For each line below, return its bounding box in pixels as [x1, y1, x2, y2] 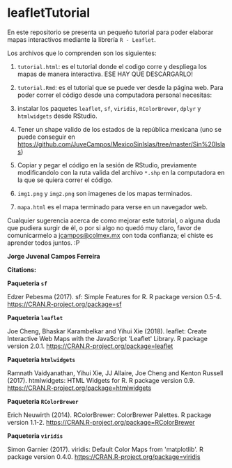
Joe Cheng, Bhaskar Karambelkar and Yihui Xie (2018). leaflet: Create [7, 326, 207, 335]
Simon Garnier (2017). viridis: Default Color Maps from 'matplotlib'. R [7, 445, 203, 453]
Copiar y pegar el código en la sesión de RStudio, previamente [17, 160, 197, 169]
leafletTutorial [7, 5, 91, 21]
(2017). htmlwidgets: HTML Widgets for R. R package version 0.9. [7, 376, 195, 384]
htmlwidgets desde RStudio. [17, 112, 98, 120]
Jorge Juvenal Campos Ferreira [7, 252, 100, 260]
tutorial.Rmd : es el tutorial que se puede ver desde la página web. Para [17, 83, 224, 91]
